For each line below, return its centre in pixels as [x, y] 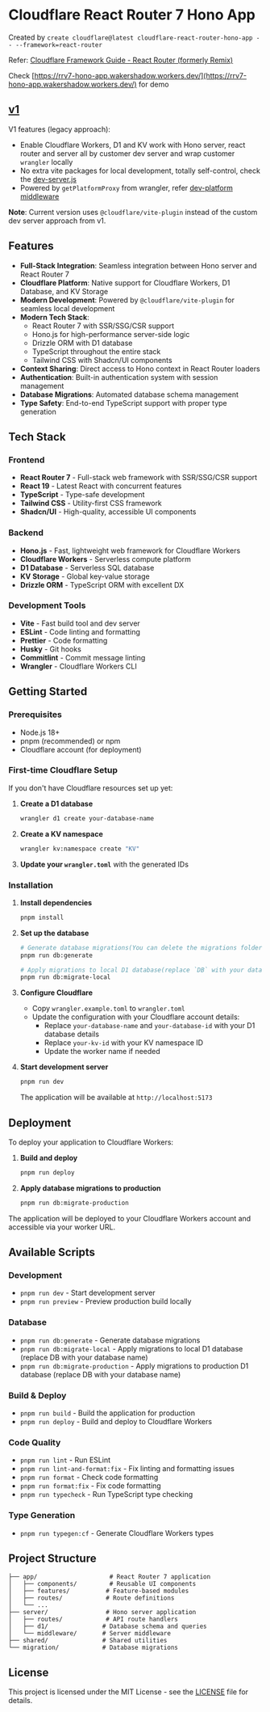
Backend [26, 533]
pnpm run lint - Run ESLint [65, 1460]
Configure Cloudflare [56, 993]
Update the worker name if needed [102, 1052]
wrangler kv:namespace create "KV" [80, 849]
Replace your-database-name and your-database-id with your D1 [150, 1026]
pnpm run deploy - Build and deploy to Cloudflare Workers [116, 1421]
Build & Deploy [37, 1395]
